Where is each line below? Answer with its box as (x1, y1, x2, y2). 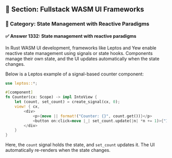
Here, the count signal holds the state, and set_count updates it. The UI (5, 142, 155, 148)
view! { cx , (14, 104, 40, 110)
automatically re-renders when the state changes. (5, 147, 111, 153)
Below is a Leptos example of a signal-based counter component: (5, 71, 144, 77)
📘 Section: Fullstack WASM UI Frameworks (5, 5, 144, 14)
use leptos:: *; (5, 81, 38, 86)
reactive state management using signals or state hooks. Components (5, 50, 153, 56)
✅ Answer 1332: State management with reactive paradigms (5, 33, 137, 39)
